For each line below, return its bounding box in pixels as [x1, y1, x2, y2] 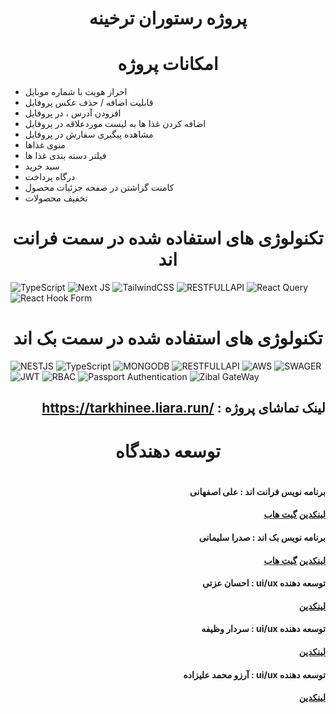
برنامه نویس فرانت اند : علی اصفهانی [189, 485, 326, 497]
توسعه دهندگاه [115, 440, 221, 462]
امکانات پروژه [117, 53, 219, 76]
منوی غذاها [24, 139, 66, 151]
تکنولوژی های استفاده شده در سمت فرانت [12, 227, 324, 250]
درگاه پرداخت [24, 171, 76, 183]
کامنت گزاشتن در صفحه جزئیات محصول [24, 182, 175, 194]
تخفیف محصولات [24, 192, 88, 204]
